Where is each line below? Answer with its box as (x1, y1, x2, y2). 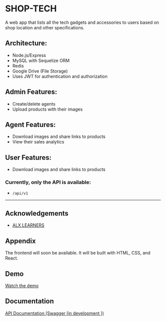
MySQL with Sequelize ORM (12, 58, 70, 64)
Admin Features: (5, 88, 58, 96)
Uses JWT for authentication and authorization (12, 73, 108, 79)
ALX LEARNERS (12, 222, 44, 228)
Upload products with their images (12, 106, 83, 112)
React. (5, 255, 18, 261)
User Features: (5, 153, 52, 162)
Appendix (5, 237, 36, 245)
